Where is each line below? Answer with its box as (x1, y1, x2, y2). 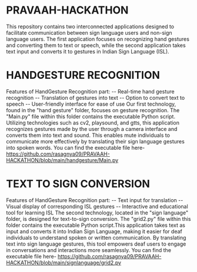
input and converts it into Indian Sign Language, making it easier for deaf (6, 227, 182, 235)
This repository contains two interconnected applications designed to (6, 23, 175, 30)
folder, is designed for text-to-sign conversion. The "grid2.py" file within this (6, 215, 191, 222)
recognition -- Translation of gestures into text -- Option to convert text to (6, 94, 185, 101)
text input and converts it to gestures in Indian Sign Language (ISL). (6, 48, 169, 55)
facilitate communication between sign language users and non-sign (6, 29, 172, 36)
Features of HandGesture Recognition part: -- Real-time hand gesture (6, 88, 175, 95)
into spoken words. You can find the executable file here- (6, 144, 145, 151)
